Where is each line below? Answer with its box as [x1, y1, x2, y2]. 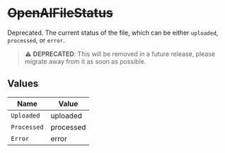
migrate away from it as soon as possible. [24, 57, 146, 65]
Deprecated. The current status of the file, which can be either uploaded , [7, 28, 219, 37]
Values [7, 78, 39, 90]
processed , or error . [7, 35, 65, 44]
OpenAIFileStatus [7, 5, 113, 21]
